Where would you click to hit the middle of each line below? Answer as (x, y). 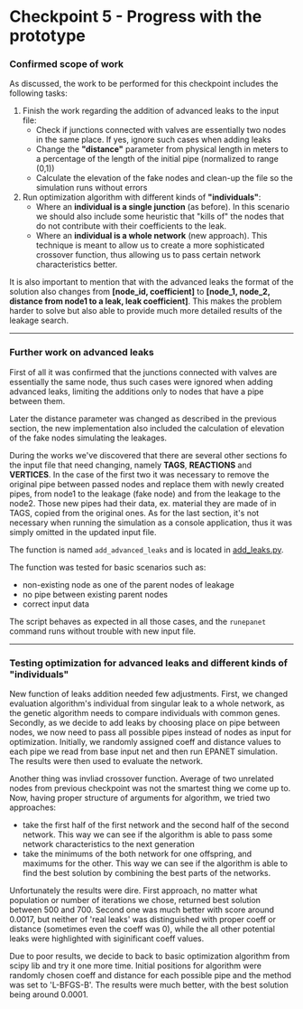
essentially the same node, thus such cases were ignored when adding (141, 382)
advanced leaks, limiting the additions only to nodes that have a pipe (137, 391)
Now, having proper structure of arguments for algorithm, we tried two (140, 798)
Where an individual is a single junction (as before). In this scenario (163, 207)
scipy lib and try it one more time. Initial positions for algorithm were (135, 966)
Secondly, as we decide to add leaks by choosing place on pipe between (145, 723)
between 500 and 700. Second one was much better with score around (142, 910)
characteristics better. (77, 265)
